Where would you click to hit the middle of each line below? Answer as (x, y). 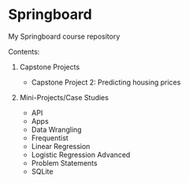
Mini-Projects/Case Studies (64, 97)
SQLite (42, 171)
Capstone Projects (50, 67)
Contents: (24, 51)
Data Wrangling (56, 129)
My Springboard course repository (64, 36)
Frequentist (50, 138)
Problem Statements (64, 162)
